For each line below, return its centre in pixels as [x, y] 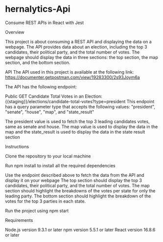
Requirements [19, 220]
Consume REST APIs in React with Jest [45, 23]
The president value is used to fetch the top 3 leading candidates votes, [78, 121]
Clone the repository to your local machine [48, 156]
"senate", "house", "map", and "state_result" [50, 112]
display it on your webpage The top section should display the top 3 [73, 180]
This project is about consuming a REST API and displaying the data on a [78, 41]
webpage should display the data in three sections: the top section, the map [81, 57]
